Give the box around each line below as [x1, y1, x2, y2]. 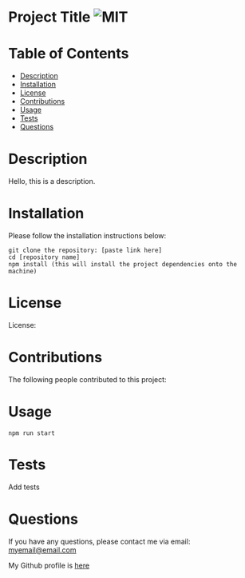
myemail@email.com [8, 544, 77, 555]
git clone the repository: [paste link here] [8, 246, 162, 254]
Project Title [8, 8, 91, 26]
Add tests [8, 482, 40, 492]
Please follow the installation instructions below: [8, 231, 167, 240]
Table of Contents [8, 45, 129, 63]
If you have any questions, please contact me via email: [8, 536, 191, 546]
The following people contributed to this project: [8, 374, 167, 384]
